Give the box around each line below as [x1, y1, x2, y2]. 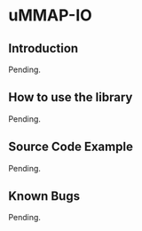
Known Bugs [8, 188, 81, 204]
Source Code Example [8, 139, 134, 155]
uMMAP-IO [8, 5, 92, 26]
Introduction [8, 41, 79, 56]
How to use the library [8, 90, 133, 105]
